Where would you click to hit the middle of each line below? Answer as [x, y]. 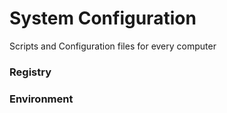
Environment [41, 99]
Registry [30, 72]
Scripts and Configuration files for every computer [113, 46]
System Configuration [103, 18]
